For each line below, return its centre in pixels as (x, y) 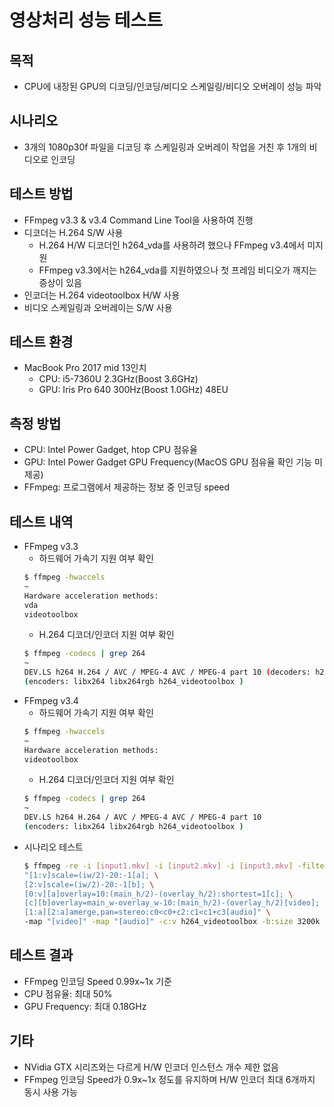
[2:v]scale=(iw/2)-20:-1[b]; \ (89, 884)
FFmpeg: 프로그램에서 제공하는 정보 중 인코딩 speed (127, 487)
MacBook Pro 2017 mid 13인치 (85, 368)
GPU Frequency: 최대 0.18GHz (85, 1006)
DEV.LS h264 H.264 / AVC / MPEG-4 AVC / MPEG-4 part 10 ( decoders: (167, 672)
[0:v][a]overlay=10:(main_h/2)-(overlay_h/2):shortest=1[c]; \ (158, 894)
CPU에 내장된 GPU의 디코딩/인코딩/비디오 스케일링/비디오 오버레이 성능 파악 (172, 86)
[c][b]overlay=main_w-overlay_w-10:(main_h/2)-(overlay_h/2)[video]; (172, 903)
